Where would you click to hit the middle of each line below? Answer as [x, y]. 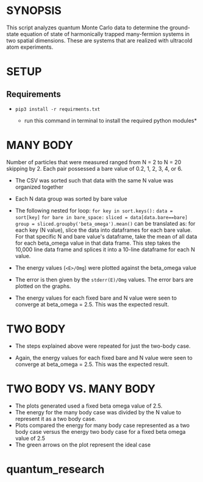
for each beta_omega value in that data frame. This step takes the [98, 243]
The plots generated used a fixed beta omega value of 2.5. [89, 406]
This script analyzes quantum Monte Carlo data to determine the [87, 27]
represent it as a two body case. [55, 419]
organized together [39, 187]
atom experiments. [30, 47]
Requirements [34, 94]
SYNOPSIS [34, 11]
